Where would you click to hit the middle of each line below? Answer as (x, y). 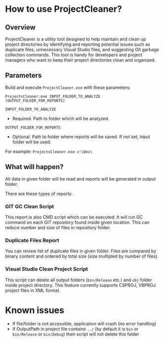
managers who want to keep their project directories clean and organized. (80, 60)
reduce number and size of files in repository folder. (58, 227)
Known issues (35, 310)
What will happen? (34, 167)
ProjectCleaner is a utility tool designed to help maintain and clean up (76, 39)
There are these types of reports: (39, 194)
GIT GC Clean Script (30, 206)
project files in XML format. (33, 290)
